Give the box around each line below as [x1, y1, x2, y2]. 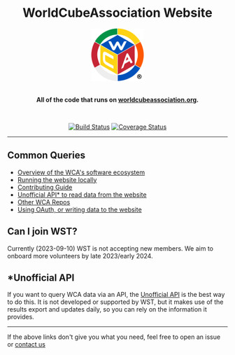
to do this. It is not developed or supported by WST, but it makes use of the [7, 298, 224, 306]
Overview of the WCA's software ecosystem [17, 168, 145, 176]
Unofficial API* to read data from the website [17, 190, 147, 199]
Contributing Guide [17, 183, 73, 191]
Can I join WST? [7, 225, 78, 237]
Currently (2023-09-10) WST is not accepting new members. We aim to [7, 244, 213, 253]
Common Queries [7, 149, 86, 162]
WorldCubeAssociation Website [22, 5, 213, 21]
